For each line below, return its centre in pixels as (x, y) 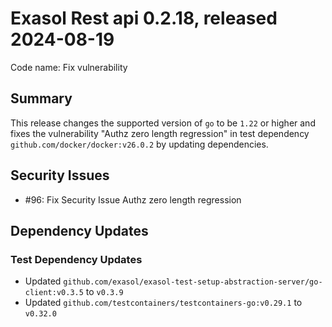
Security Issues (60, 175)
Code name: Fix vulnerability (69, 67)
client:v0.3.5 (54, 293)
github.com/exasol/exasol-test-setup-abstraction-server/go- (193, 282)
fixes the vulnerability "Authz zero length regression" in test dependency (160, 133)
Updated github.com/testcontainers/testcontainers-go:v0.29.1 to (163, 303)
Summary (41, 98)
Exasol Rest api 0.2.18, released (144, 18)
